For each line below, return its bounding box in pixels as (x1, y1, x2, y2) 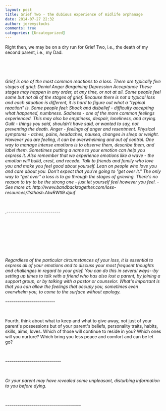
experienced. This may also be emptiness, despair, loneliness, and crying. (5, 116, 157, 121)
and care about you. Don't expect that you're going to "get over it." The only (5, 168, 161, 174)
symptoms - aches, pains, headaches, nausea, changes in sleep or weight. (5, 132, 160, 137)
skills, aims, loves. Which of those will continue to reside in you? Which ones (5, 328, 162, 334)
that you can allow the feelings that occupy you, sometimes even (5, 283, 139, 289)
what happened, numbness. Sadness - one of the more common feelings (5, 110, 155, 116)
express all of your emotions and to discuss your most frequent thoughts (5, 263, 154, 268)
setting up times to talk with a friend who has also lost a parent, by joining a (5, 273, 161, 279)
